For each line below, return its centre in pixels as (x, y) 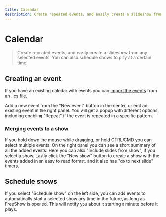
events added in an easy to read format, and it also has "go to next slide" (79, 161)
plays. (11, 209)
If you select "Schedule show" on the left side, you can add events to (75, 193)
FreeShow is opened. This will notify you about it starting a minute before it (82, 204)
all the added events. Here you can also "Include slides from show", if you (80, 150)
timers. (12, 166)
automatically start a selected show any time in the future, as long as (75, 199)
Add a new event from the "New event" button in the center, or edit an (76, 106)
